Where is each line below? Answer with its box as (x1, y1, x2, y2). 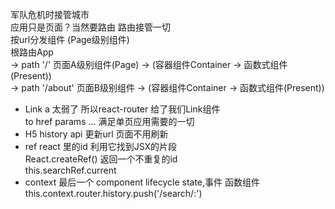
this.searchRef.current (24, 164, 117, 176)
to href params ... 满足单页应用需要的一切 (24, 116, 195, 127)
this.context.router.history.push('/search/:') (24, 188, 203, 199)
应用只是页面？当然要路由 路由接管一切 (10, 21, 171, 33)
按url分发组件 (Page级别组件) (10, 34, 130, 45)
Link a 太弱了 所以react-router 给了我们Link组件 (24, 103, 221, 115)
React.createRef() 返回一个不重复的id (24, 153, 178, 165)
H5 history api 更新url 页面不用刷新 (24, 128, 169, 140)
